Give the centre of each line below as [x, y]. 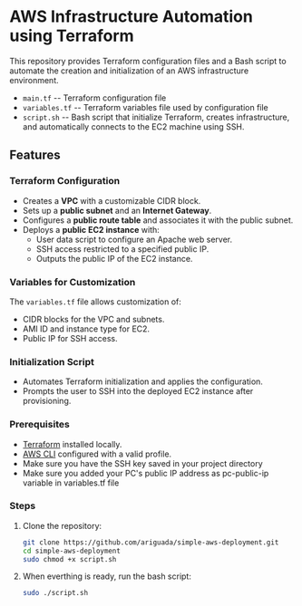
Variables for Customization [73, 282]
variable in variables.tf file [71, 483]
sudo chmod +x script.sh [69, 559]
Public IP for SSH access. [70, 338]
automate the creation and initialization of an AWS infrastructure [129, 71]
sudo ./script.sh [55, 593]
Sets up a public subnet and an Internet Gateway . [117, 210]
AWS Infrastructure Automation [132, 17]
